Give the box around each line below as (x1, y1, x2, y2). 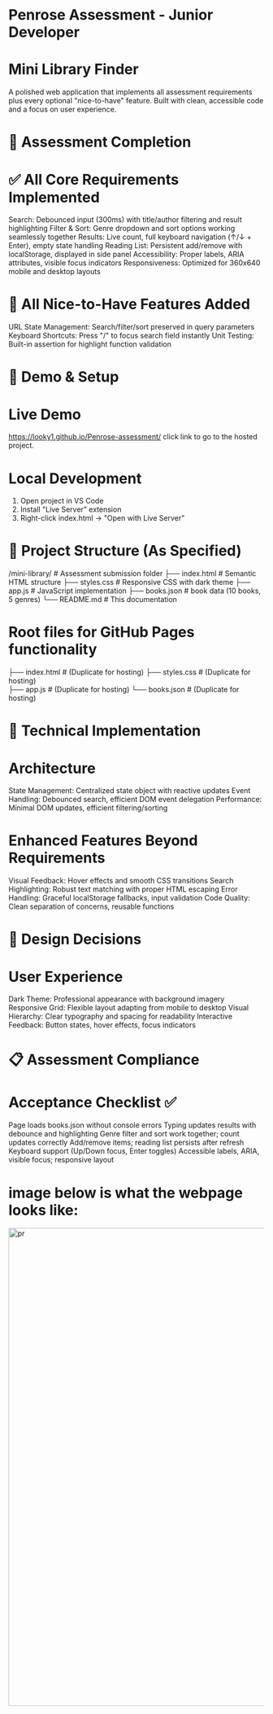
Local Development (8, 469, 142, 487)
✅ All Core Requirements (8, 170, 180, 189)
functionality (8, 640, 97, 659)
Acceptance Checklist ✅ (8, 1093, 177, 1111)
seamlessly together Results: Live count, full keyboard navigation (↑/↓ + (8, 232, 252, 242)
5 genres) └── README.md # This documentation (8, 595, 177, 604)
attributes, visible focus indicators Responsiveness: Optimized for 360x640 (8, 258, 261, 268)
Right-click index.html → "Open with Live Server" (19, 513, 185, 523)
